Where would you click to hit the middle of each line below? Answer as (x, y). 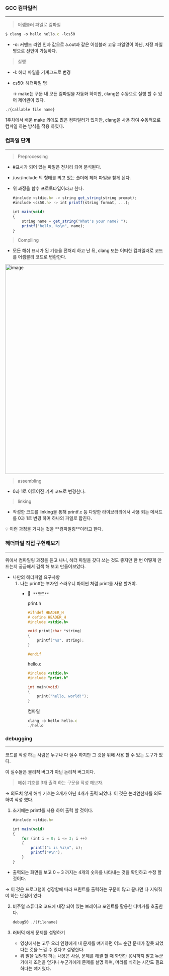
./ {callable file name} (30, 110)
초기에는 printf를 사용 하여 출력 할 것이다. (53, 810)
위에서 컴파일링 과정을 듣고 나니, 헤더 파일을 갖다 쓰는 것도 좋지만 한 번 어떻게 (81, 560)
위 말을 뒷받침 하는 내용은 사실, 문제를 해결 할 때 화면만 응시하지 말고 (87, 956)
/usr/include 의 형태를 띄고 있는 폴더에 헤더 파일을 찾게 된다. (72, 178)
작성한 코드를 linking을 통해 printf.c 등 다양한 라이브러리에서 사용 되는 (81, 512)
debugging (19, 738)
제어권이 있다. (31, 100)
